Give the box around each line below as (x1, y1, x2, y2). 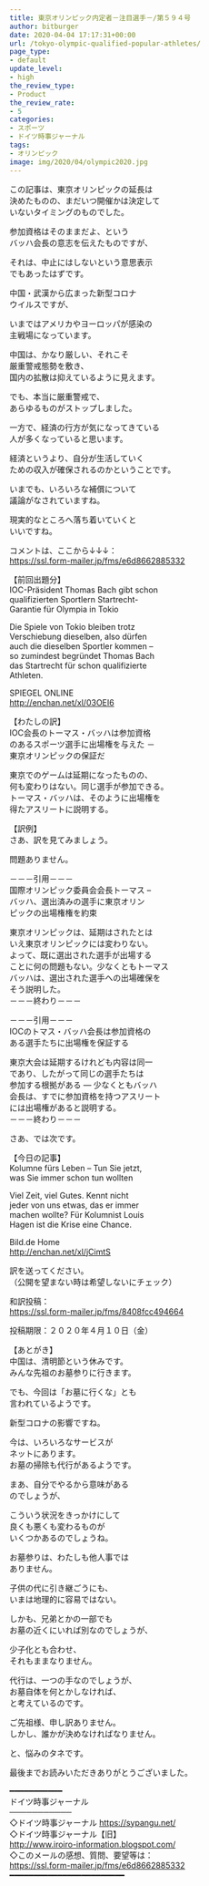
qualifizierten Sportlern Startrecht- (9, 593, 139, 604)
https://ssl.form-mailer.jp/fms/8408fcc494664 (9, 1305, 184, 1317)
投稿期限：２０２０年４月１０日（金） (9, 1324, 153, 1335)
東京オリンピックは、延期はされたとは (9, 926, 153, 937)
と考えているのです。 (9, 1697, 88, 1708)
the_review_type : (9, 81, 75, 90)
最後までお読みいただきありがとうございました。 (9, 1767, 193, 1778)
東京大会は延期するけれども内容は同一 (9, 1056, 153, 1067)
